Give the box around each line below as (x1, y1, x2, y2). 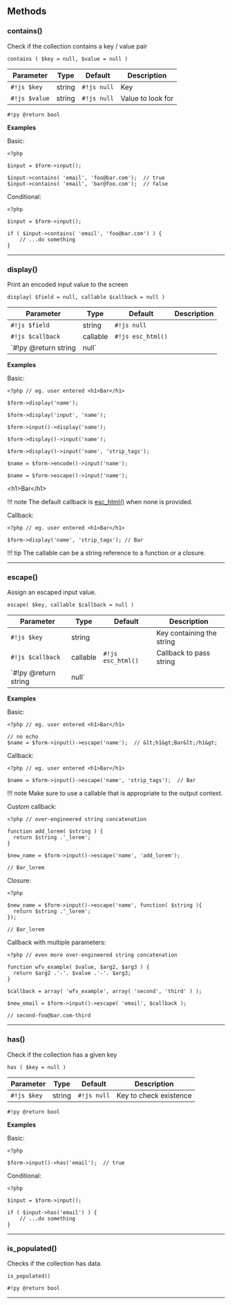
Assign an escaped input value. (7, 588, 97, 597)
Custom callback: (7, 802, 57, 811)
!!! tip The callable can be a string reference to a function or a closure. (7, 548, 206, 557)
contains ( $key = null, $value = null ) (7, 55, 128, 62)
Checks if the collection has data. (7, 1259, 102, 1268)
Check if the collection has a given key (7, 1051, 117, 1059)
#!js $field (10, 321, 50, 329)
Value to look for (120, 93, 174, 103)
